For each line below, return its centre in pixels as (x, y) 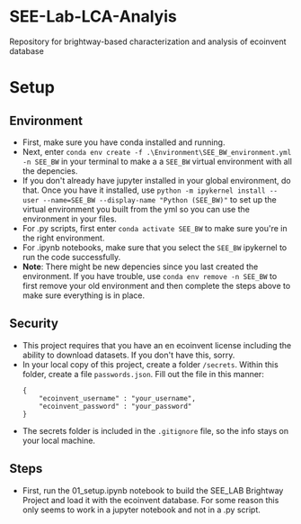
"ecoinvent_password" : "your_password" (115, 406)
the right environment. (63, 238)
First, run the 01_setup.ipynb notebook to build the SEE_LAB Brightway (153, 490)
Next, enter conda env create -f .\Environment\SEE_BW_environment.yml (157, 151)
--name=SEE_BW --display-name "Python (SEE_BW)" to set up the (159, 199)
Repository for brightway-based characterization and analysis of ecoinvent (148, 41)
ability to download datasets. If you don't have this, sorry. (128, 355)
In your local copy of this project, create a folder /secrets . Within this (150, 364)
